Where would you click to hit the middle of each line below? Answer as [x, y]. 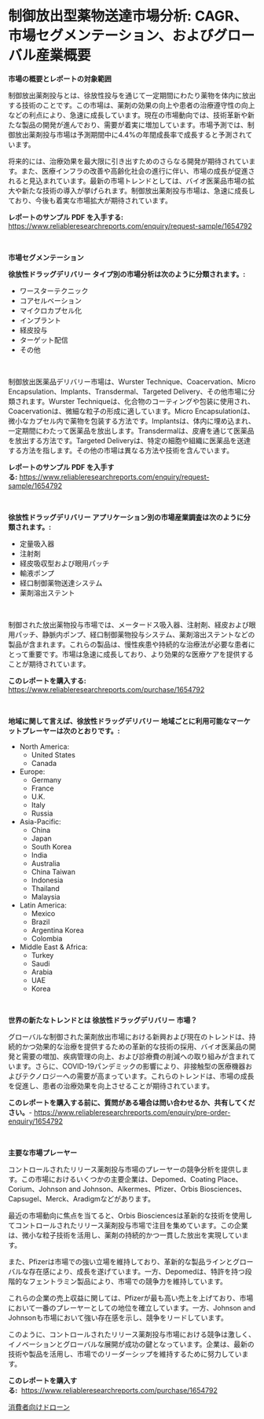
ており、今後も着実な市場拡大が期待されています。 [90, 200]
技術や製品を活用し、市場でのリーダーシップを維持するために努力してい [125, 1354]
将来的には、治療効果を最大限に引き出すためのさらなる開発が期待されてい [128, 161]
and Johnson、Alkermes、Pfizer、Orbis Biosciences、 [157, 1189]
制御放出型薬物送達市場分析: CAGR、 [128, 16]
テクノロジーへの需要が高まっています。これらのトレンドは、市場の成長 [138, 1076]
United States [53, 754]
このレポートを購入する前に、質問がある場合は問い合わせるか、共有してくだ [132, 1102]
